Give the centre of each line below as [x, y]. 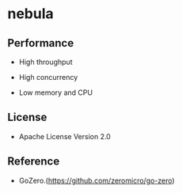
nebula [31, 14]
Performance [41, 43]
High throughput [45, 62]
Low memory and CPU [55, 93]
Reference [34, 162]
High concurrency [48, 77]
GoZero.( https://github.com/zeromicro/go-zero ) [97, 180]
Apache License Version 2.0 [65, 136]
